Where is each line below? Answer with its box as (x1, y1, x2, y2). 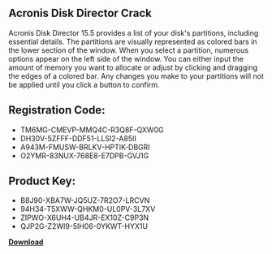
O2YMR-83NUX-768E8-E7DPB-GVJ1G (19, 150, 149, 161)
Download (8, 237, 44, 247)
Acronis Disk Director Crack (8, 6, 152, 20)
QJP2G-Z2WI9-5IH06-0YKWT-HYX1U (19, 222, 149, 231)
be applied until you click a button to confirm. (8, 80, 160, 89)
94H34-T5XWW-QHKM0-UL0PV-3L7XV (19, 204, 156, 214)
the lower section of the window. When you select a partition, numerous (8, 45, 249, 55)
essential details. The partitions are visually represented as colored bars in (8, 37, 257, 46)
